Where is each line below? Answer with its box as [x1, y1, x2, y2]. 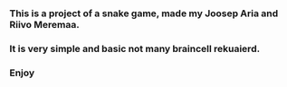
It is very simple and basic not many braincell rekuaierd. [9, 42, 261, 55]
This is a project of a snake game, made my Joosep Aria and [9, 7, 279, 20]
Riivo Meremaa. [9, 18, 80, 30]
